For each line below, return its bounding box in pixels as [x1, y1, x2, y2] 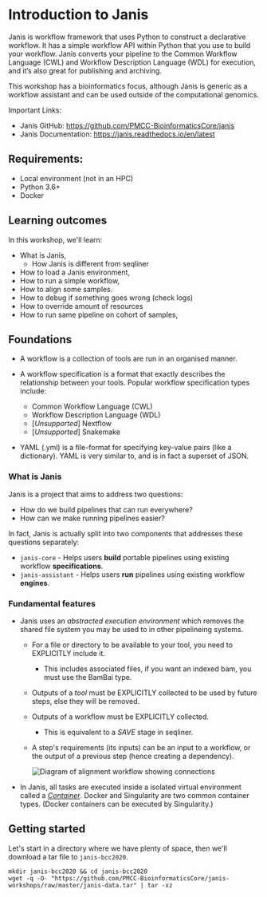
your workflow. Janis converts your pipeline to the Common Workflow [8, 49, 238, 58]
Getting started [8, 822, 86, 836]
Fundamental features [8, 598, 96, 609]
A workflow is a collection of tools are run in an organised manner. [19, 354, 238, 364]
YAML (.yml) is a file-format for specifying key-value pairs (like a [19, 443, 232, 452]
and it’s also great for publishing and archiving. [8, 65, 162, 75]
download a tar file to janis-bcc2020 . [8, 852, 129, 861]
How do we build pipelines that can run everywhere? [19, 504, 193, 514]
